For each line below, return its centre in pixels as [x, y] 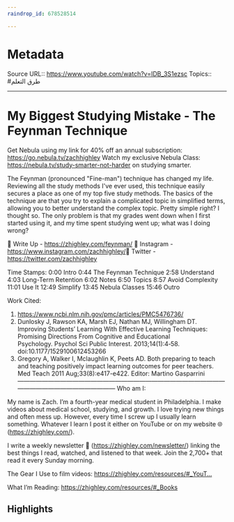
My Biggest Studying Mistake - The [111, 115]
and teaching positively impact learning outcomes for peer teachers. [115, 366]
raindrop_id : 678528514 [42, 14]
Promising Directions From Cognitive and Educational [94, 336]
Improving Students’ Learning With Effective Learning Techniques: [112, 329]
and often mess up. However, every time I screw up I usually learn [102, 417]
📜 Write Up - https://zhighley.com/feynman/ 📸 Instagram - [90, 244]
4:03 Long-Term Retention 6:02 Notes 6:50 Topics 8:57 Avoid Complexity [112, 279]
